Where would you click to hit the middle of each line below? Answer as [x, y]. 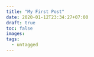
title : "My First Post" [35, 12]
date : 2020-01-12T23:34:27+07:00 [47, 17]
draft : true [21, 23]
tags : [13, 39]
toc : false [20, 28]
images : [16, 34]
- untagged [25, 45]
